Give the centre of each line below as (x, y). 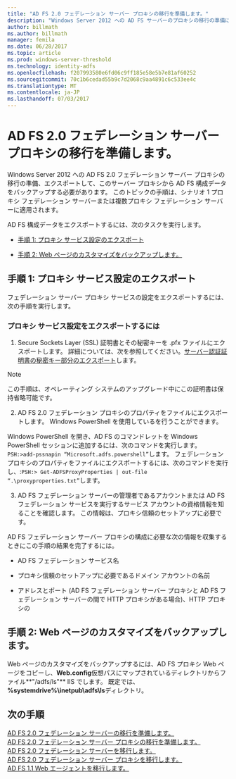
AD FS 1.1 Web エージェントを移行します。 (68, 768)
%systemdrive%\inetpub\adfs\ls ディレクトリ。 (77, 690)
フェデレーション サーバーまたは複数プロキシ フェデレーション (112, 201)
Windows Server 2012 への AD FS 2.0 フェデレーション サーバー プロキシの (116, 174)
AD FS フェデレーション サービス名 (68, 561)
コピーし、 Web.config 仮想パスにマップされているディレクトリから (123, 673)
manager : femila (31, 40)
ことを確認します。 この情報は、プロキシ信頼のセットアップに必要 (120, 513)
